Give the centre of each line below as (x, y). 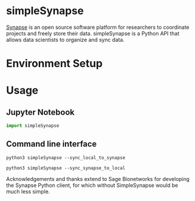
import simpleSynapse (33, 126)
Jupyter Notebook (40, 112)
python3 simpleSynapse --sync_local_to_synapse (66, 157)
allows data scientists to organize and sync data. (65, 39)
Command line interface (51, 144)
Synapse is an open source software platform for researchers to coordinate (98, 27)
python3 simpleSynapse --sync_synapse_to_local (66, 168)
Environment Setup (54, 64)
